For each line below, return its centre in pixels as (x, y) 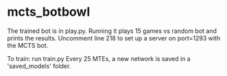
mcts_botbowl (49, 12)
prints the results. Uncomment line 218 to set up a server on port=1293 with (114, 38)
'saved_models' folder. (39, 66)
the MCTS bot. (28, 45)
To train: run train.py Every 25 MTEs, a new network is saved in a (99, 58)
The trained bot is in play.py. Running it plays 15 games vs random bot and (112, 31)
